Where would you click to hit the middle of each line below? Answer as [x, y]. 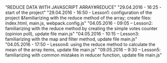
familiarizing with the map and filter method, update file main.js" [71, 39]
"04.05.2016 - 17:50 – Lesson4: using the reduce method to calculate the [80, 44]
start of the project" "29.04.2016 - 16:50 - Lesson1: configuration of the [79, 12]
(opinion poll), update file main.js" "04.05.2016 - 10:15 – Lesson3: [72, 34]
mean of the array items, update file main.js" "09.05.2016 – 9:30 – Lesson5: [83, 50]
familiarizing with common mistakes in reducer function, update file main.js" [83, 55]
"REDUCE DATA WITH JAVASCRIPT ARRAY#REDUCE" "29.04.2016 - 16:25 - [83, 7]
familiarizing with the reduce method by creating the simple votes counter [81, 28]
